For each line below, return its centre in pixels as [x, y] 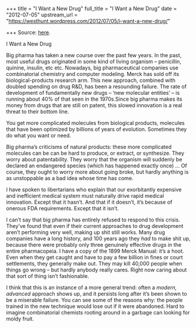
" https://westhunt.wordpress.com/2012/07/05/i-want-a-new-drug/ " [88, 21]
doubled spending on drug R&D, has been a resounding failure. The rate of [97, 87]
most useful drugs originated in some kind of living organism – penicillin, [94, 62]
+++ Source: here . [29, 32]
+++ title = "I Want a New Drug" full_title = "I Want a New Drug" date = [92, 9]
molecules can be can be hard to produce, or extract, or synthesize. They [95, 153]
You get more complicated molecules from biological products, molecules [95, 123]
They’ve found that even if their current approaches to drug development [95, 226]
